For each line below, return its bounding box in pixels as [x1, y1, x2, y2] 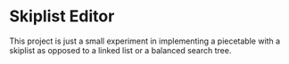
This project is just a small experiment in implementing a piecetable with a [9, 36, 281, 46]
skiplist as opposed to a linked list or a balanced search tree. [9, 44, 232, 55]
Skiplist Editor [9, 6, 115, 27]
